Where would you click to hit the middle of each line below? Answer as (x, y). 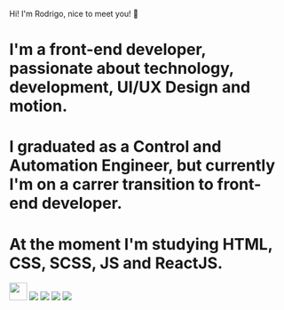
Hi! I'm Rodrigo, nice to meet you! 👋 (74, 14)
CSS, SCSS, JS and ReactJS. (116, 263)
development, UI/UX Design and (130, 87)
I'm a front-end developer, (108, 50)
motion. (39, 106)
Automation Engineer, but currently (142, 166)
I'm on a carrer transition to (112, 184)
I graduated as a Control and (115, 147)
